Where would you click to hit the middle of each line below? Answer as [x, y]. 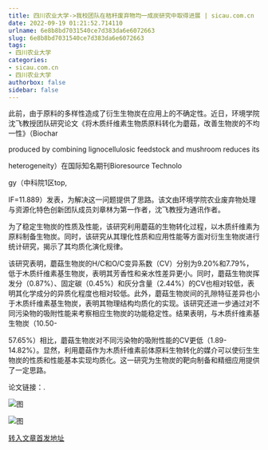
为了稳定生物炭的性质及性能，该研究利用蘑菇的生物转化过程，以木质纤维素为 [134, 227]
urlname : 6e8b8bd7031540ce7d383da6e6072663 [82, 30]
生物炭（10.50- [33, 323]
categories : [28, 61]
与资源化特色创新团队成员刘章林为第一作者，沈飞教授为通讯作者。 [116, 210]
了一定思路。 [29, 370]
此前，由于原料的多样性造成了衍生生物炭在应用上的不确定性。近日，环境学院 [134, 113]
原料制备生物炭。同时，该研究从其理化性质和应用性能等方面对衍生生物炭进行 [134, 237]
